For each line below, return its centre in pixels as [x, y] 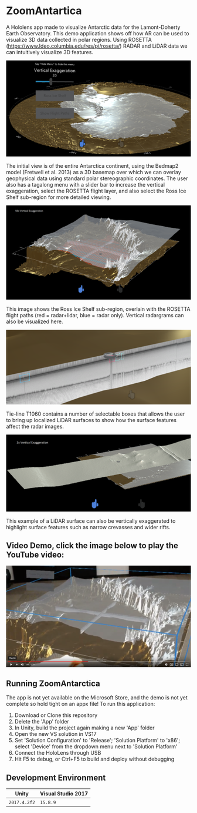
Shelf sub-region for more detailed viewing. [59, 197]
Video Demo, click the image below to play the [92, 546]
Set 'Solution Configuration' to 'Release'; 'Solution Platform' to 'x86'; [97, 741]
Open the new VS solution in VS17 [55, 734]
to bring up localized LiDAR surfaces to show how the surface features [91, 420]
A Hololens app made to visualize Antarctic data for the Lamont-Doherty [93, 27]
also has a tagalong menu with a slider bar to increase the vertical [86, 185]
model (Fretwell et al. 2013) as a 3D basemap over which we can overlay [94, 172]
